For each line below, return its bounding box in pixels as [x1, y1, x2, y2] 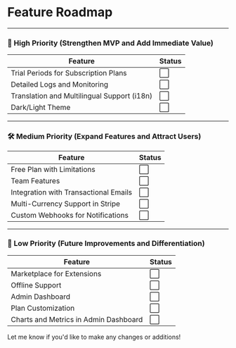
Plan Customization [11, 303, 75, 313]
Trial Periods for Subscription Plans [11, 68, 128, 78]
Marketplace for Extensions [11, 268, 102, 278]
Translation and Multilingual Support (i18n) [11, 91, 153, 101]
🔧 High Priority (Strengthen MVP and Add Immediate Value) [7, 38, 214, 48]
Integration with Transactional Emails [11, 187, 132, 197]
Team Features [11, 175, 60, 185]
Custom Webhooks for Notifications [11, 210, 129, 220]
